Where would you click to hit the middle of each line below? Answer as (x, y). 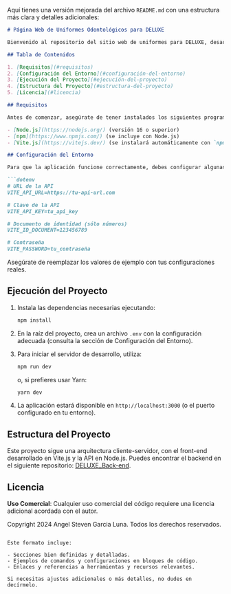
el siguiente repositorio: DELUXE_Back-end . (69, 465)
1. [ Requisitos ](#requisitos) (51, 67)
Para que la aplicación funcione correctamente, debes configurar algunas (117, 168)
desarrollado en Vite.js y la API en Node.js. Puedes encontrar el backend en (114, 458)
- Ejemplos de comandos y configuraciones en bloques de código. (102, 561)
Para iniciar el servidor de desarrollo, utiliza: (79, 354)
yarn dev (30, 392)
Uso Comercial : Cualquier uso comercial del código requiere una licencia (111, 504)
